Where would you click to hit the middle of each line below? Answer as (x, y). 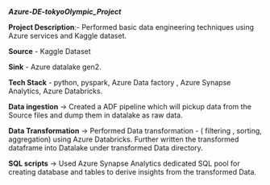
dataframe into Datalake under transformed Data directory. (106, 148)
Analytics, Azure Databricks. (56, 91)
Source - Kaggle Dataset (50, 51)
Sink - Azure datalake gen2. (55, 67)
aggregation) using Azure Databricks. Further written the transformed (124, 139)
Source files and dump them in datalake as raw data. (96, 115)
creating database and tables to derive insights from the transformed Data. (132, 172)
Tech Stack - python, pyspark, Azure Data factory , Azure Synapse (120, 82)
